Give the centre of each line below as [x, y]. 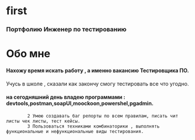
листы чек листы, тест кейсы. [43, 121]
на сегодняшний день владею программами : [66, 97]
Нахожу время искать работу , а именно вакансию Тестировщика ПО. [97, 70]
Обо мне [28, 54]
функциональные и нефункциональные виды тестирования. [75, 131]
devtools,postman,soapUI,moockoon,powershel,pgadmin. [80, 103]
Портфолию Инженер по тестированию [66, 30]
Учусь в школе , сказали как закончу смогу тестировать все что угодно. [97, 83]
